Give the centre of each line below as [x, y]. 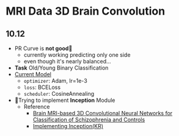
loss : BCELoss [42, 87]
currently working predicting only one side [77, 55]
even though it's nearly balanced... [67, 61]
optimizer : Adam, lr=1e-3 [56, 81]
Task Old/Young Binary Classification [61, 68]
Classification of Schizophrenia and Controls [89, 120]
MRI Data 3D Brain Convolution [86, 11]
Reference [37, 107]
